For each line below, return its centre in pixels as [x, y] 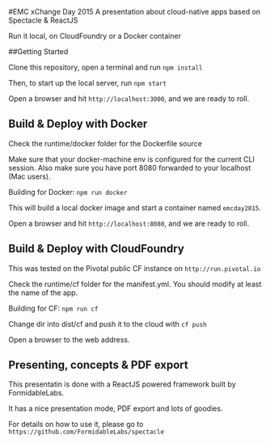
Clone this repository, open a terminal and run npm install [105, 67]
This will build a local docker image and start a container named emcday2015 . [135, 207]
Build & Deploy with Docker [78, 124]
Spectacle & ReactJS [43, 20]
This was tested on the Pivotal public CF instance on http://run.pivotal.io [135, 268]
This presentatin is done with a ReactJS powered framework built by [122, 384]
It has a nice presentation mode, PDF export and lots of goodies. [116, 408]
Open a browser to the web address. [70, 340]
